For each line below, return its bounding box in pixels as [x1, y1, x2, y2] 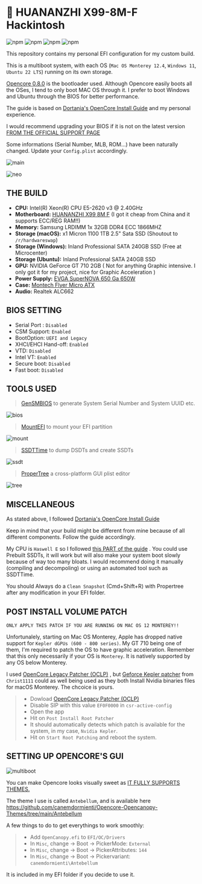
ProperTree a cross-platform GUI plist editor [21, 470, 131, 477]
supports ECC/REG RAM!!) [14, 217, 81, 224]
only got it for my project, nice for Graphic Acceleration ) [14, 268, 156, 276]
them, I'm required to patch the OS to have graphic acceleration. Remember [6, 646, 195, 653]
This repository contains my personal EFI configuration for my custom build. [6, 50, 195, 57]
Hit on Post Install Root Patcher [30, 715, 115, 721]
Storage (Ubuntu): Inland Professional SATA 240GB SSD [14, 255, 156, 262]
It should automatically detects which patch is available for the [30, 721, 185, 728]
